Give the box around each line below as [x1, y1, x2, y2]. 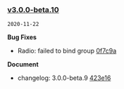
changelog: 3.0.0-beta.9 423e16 [17, 74, 111, 82]
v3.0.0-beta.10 [7, 5, 59, 15]
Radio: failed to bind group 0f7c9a [17, 47, 117, 55]
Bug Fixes [7, 33, 37, 41]
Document [7, 60, 39, 69]
